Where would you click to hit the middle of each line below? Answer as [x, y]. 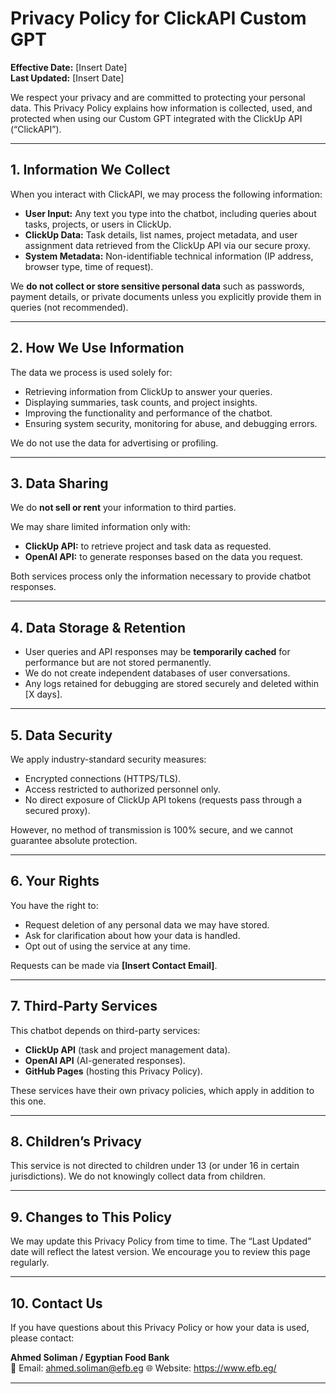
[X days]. [43, 694]
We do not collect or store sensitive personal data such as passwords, [157, 286]
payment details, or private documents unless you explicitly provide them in [166, 296]
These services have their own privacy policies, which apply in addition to [162, 1090]
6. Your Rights [55, 881]
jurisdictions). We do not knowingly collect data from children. [138, 1176]
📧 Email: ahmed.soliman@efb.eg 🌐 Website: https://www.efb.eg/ [143, 1368]
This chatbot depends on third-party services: [105, 1030]
